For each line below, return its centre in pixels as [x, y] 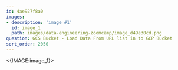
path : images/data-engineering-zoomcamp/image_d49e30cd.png [87, 33]
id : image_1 [26, 28]
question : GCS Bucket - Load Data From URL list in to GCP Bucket [89, 38]
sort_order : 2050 [27, 44]
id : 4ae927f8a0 [25, 11]
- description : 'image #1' [39, 22]
